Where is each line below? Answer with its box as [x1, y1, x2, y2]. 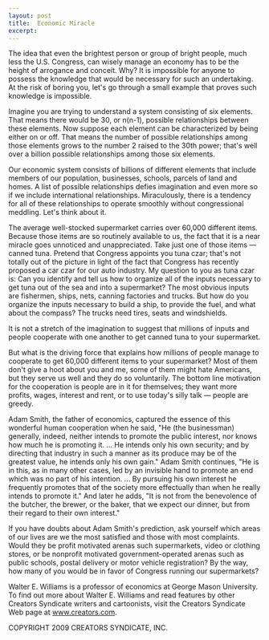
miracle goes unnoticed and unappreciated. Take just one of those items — [8, 240, 257, 249]
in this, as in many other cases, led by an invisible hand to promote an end [8, 466, 254, 476]
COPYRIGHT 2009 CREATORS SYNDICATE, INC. [8, 623, 169, 633]
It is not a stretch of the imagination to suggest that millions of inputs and [8, 324, 250, 334]
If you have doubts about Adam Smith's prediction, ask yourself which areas [8, 524, 261, 533]
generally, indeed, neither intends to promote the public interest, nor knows [8, 431, 258, 441]
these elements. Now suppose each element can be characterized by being [8, 124, 259, 133]
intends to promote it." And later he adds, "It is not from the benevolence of [8, 491, 258, 501]
